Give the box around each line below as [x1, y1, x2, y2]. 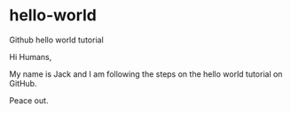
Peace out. [9, 94, 49, 106]
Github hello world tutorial [9, 34, 104, 45]
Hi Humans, [9, 51, 52, 62]
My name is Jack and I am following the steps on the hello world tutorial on [9, 68, 283, 79]
